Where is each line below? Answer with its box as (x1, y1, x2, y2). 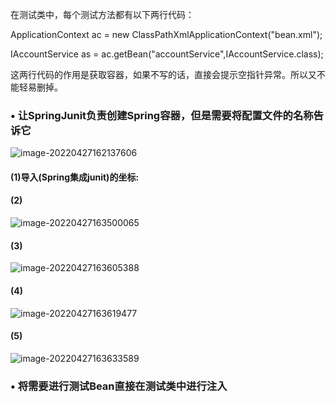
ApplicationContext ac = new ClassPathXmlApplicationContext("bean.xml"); (10, 29, 323, 40)
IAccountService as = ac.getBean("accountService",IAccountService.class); (10, 48, 324, 60)
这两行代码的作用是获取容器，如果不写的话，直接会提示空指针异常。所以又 (10, 69, 317, 80)
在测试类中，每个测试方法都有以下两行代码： (10, 9, 195, 20)
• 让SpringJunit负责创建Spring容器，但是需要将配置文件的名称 (10, 108, 314, 122)
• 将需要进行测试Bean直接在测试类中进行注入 (10, 379, 228, 393)
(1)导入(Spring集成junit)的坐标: (10, 171, 140, 183)
